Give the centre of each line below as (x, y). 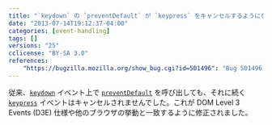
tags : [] (23, 38)
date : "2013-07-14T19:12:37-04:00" (68, 23)
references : (28, 61)
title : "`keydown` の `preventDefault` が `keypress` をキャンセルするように (135, 16)
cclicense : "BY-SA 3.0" (49, 53)
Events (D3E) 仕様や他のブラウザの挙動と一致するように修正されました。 (130, 112)
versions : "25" (34, 46)
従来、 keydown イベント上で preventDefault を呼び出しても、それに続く (127, 92)
